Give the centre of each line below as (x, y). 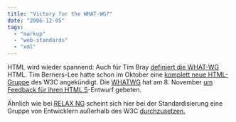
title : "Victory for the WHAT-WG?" (60, 14)
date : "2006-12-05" (36, 21)
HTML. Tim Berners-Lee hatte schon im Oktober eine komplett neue (107, 74)
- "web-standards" (41, 40)
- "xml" (25, 47)
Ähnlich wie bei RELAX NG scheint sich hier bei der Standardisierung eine (115, 103)
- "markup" (30, 34)
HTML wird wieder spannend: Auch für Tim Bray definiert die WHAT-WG (113, 67)
